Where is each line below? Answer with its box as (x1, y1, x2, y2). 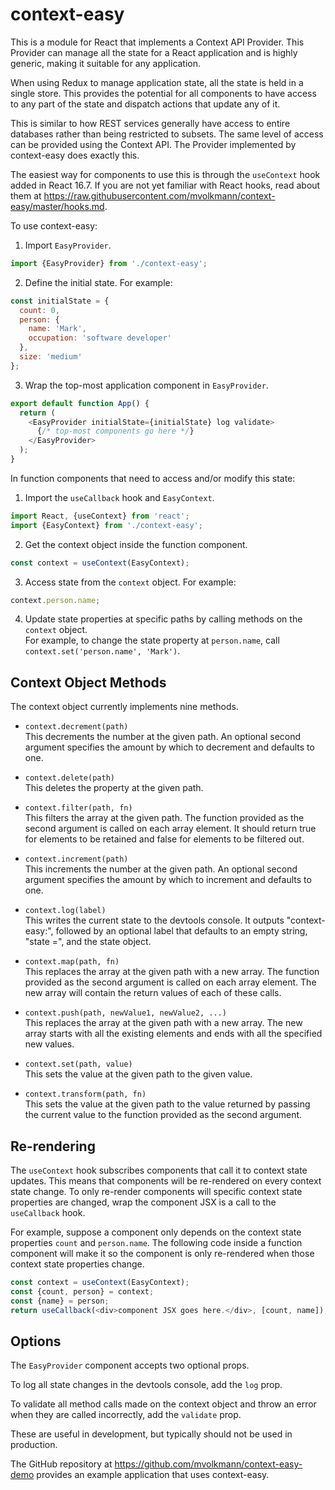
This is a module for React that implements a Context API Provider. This (10, 36, 305, 48)
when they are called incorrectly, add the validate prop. (10, 1409, 242, 1421)
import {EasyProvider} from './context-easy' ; (10, 258, 208, 268)
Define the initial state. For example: (24, 276, 173, 288)
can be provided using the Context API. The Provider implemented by (10, 138, 297, 150)
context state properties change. (10, 1258, 145, 1270)
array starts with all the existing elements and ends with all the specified (24, 1028, 323, 1040)
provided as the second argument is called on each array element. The (24, 976, 317, 988)
